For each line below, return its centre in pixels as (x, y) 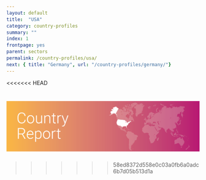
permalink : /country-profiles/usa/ (52, 58)
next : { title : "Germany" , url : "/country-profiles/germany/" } (89, 64)
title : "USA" (25, 19)
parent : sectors (27, 52)
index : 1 (17, 39)
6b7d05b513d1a (133, 171)
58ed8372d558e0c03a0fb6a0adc (156, 165)
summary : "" (21, 32)
